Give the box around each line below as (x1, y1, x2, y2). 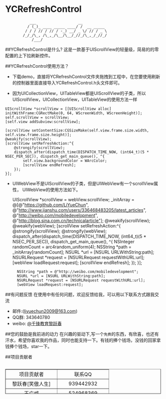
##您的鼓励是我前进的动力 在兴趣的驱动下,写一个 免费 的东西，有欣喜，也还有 (5, 331, 159, 337)
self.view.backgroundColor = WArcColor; (23, 158, 107, 163)
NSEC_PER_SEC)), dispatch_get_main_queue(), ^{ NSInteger (12, 238, 135, 244)
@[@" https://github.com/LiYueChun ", (12, 202, 89, 208)
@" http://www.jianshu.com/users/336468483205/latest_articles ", (12, 207, 147, 213)
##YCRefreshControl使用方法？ (5, 63, 69, 69)
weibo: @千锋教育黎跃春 (12, 320, 62, 326)
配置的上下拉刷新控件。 (5, 52, 53, 58)
